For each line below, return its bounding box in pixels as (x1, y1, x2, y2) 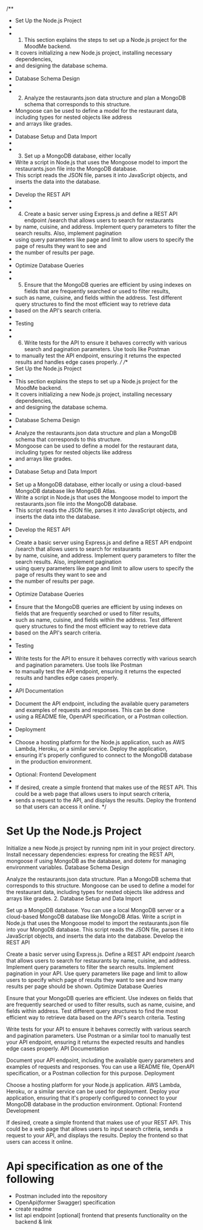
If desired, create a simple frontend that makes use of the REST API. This (15, 784, 198, 791)
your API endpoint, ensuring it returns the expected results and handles (6, 1038, 185, 1046)
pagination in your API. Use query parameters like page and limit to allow (6, 970, 188, 977)
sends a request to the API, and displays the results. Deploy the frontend (15, 797, 196, 804)
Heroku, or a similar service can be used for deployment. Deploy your (6, 1087, 180, 1095)
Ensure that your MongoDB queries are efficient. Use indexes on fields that (6, 994, 193, 1001)
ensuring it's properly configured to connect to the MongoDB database (15, 751, 193, 759)
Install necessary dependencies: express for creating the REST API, (6, 850, 175, 858)
